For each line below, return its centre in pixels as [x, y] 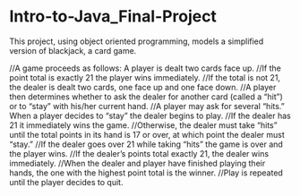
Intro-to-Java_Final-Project [113, 17]
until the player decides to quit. [66, 182]
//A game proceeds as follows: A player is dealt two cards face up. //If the [146, 68]
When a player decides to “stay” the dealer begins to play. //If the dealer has [150, 115]
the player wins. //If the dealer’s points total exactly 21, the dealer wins [139, 153]
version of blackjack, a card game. [73, 50]
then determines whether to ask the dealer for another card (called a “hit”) [146, 97]
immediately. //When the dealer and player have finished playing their [137, 163]
